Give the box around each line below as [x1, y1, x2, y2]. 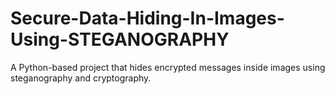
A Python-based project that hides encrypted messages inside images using [10, 61, 326, 73]
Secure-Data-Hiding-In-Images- [10, 7, 285, 30]
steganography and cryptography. [10, 72, 152, 84]
